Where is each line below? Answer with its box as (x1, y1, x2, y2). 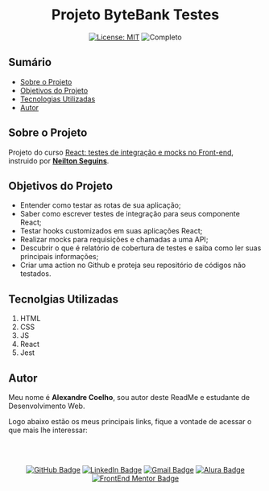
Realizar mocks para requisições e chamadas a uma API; (19, 235, 209, 245)
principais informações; (19, 252, 99, 262)
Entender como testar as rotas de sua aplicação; (19, 200, 181, 210)
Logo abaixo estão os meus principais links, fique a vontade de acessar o (8, 417, 252, 426)
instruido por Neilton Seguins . (8, 155, 110, 166)
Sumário (8, 56, 52, 69)
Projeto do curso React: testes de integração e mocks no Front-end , (8, 147, 234, 157)
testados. (19, 269, 52, 279)
